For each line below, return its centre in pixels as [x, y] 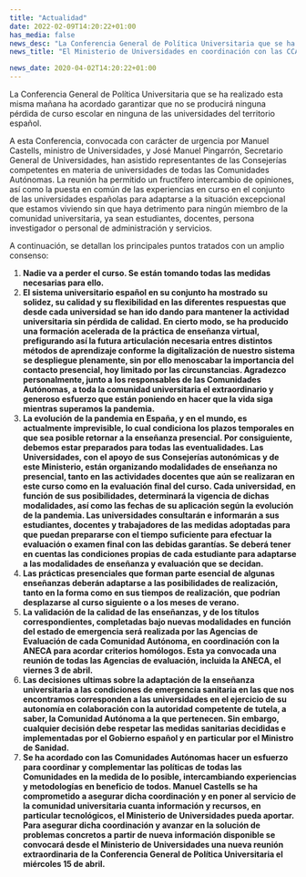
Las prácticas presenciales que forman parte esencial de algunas [148, 573]
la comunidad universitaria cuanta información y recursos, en [142, 806]
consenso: [29, 255]
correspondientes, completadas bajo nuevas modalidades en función [157, 622]
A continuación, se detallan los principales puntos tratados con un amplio [147, 246]
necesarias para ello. [63, 283]
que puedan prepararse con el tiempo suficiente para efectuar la [147, 535]
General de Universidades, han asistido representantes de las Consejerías [148, 160]
